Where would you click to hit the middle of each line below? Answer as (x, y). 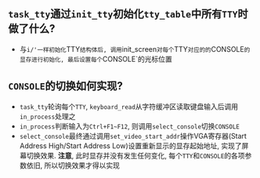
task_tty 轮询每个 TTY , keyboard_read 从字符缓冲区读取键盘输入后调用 (129, 106)
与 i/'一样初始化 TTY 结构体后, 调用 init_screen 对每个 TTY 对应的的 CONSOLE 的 (135, 49)
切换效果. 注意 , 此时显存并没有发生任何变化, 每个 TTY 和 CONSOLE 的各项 (135, 155)
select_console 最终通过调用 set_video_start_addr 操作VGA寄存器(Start (133, 136)
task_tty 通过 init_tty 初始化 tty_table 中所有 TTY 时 (128, 14)
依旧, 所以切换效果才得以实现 (73, 165)
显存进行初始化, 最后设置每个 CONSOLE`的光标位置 (96, 59)
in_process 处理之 (47, 116)
